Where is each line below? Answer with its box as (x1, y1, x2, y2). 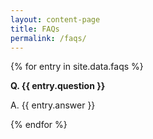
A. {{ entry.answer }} (10, 99, 96, 111)
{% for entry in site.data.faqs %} (10, 61, 144, 73)
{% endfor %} (10, 119, 68, 131)
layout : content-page (10, 14, 101, 25)
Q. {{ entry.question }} (10, 80, 106, 92)
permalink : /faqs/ (10, 33, 87, 43)
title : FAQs (10, 24, 60, 34)
